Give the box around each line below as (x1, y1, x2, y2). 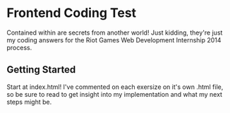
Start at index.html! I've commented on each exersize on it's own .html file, (6, 83, 224, 91)
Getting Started (6, 64, 76, 76)
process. (6, 43, 32, 52)
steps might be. (6, 97, 52, 106)
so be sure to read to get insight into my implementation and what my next (6, 90, 223, 98)
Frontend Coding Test (6, 5, 137, 21)
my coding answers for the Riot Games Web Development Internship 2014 (6, 35, 222, 44)
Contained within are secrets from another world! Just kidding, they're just (6, 28, 223, 37)
